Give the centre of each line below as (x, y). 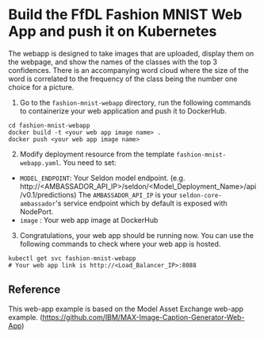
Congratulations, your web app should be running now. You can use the (136, 235)
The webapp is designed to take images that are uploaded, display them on (131, 53)
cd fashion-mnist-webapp (49, 125)
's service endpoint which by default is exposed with (141, 203)
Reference (34, 290)
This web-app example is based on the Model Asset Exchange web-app (126, 309)
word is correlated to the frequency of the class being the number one (123, 79)
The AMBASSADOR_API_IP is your (128, 194)
